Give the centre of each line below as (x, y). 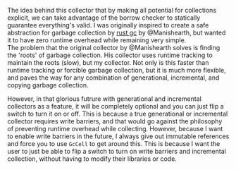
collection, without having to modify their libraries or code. (92, 159)
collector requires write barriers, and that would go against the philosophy (115, 121)
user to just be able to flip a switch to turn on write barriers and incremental (117, 151)
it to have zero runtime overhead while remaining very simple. (97, 40)
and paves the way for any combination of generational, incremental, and (113, 78)
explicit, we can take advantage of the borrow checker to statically (104, 18)
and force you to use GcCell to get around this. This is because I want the (114, 144)
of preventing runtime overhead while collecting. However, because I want (115, 129)
